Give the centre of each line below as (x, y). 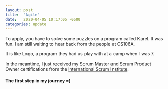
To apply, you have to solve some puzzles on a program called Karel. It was (84, 39)
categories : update (26, 24)
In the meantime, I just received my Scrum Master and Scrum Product (78, 64)
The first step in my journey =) (38, 81)
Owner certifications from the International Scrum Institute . (67, 69)
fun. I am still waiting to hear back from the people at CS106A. (70, 44)
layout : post (19, 10)
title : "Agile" (22, 15)
